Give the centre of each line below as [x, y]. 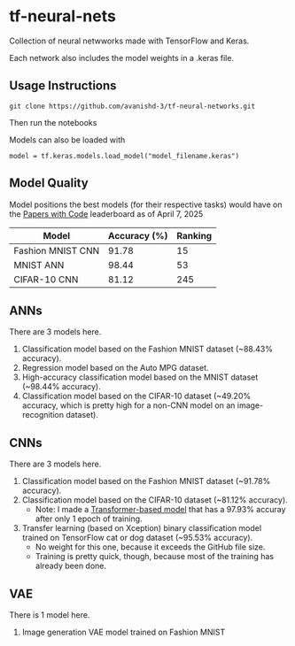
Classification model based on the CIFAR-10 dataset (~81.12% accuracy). [155, 500]
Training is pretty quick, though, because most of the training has [155, 557]
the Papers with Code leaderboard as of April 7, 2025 [106, 213]
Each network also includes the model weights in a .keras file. [122, 58]
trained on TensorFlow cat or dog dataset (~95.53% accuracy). [137, 538]
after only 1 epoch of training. [89, 519]
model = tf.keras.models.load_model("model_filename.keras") [124, 156]
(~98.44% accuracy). [61, 387]
